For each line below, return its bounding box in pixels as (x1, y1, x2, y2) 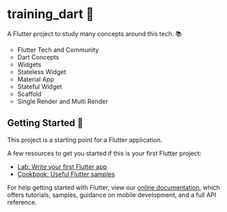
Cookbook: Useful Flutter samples (17, 170, 115, 178)
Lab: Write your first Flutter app (17, 162, 108, 170)
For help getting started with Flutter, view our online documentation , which (7, 183, 221, 191)
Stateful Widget (17, 82, 62, 91)
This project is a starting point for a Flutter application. (7, 135, 162, 144)
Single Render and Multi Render (17, 97, 109, 105)
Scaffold (17, 89, 42, 98)
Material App (17, 75, 54, 83)
